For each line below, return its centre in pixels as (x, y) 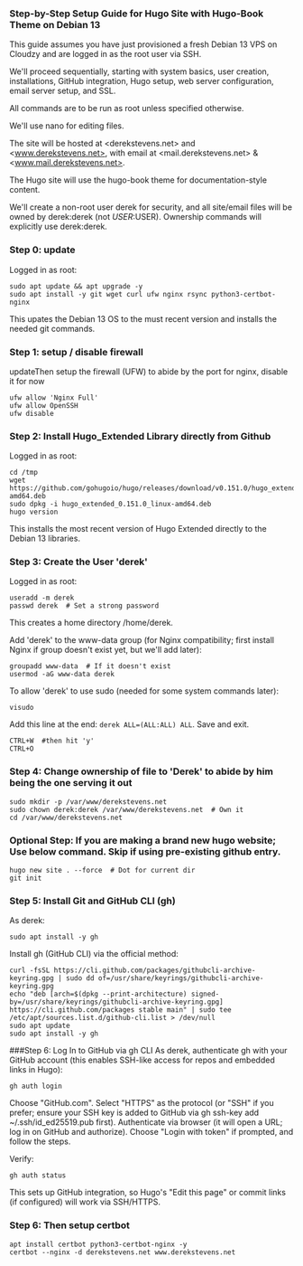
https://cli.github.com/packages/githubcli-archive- (155, 970)
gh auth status (38, 1176)
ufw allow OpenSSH (44, 405)
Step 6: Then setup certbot (70, 1225)
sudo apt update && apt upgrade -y (76, 286)
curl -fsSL (30, 970)
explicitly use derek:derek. (59, 227)
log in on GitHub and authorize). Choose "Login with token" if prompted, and (151, 1132)
